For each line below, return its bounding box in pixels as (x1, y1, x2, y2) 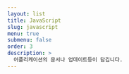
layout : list (7, 10, 46, 18)
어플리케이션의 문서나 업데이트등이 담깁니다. (13, 56, 123, 63)
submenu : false (7, 37, 52, 44)
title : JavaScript (7, 17, 61, 24)
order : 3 (7, 43, 33, 50)
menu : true (7, 30, 39, 37)
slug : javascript (7, 23, 59, 30)
